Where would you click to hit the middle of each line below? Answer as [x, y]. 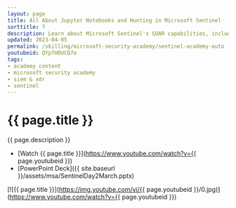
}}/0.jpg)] [207, 190]
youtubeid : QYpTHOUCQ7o [42, 53]
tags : [15, 60]
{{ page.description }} [39, 140]
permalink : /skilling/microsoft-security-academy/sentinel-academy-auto [116, 46]
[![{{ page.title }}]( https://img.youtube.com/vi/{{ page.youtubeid [100, 190]
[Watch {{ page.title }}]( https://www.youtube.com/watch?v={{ [107, 154]
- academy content [34, 66]
